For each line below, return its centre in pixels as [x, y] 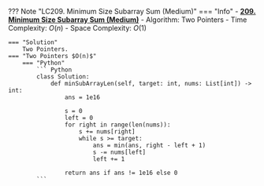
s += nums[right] [107, 132]
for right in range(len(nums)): [117, 125]
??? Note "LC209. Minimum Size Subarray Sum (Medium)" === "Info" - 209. [132, 11]
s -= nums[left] [119, 152]
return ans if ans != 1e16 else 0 [121, 173]
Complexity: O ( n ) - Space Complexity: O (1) [78, 28]
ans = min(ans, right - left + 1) [149, 145]
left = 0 [78, 118]
